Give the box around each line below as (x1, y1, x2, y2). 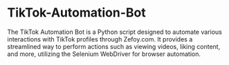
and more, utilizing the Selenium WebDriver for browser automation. (7, 50, 201, 58)
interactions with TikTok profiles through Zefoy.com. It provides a (7, 35, 193, 43)
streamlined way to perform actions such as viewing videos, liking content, (7, 42, 221, 50)
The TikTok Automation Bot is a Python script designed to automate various (7, 28, 223, 36)
